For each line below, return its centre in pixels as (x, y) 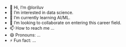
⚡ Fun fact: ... (23, 40)
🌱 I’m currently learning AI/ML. (40, 18)
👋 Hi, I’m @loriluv (27, 7)
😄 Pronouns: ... (25, 35)
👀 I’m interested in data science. (42, 12)
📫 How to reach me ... (32, 28)
